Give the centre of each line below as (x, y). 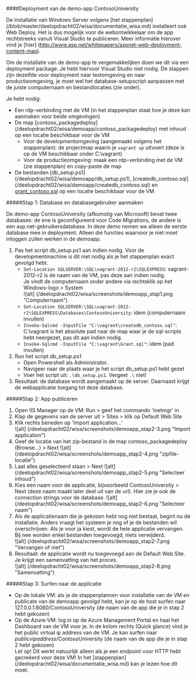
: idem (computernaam (158, 313)
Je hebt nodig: (23, 99)
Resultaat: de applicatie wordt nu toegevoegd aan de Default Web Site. (100, 554)
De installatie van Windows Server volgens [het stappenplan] (80, 20)
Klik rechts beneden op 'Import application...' (68, 423)
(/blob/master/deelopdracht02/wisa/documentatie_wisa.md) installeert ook (97, 26)
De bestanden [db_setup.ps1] (50, 172)
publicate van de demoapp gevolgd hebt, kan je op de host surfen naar (100, 601)
